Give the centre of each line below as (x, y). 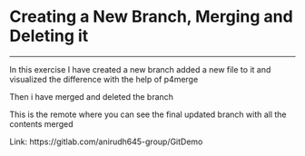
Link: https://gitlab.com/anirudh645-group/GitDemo (106, 141)
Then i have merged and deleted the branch (92, 96)
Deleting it (49, 36)
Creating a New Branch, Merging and (151, 17)
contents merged (42, 123)
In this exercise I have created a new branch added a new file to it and (140, 69)
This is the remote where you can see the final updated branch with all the (148, 114)
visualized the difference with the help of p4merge (104, 79)
